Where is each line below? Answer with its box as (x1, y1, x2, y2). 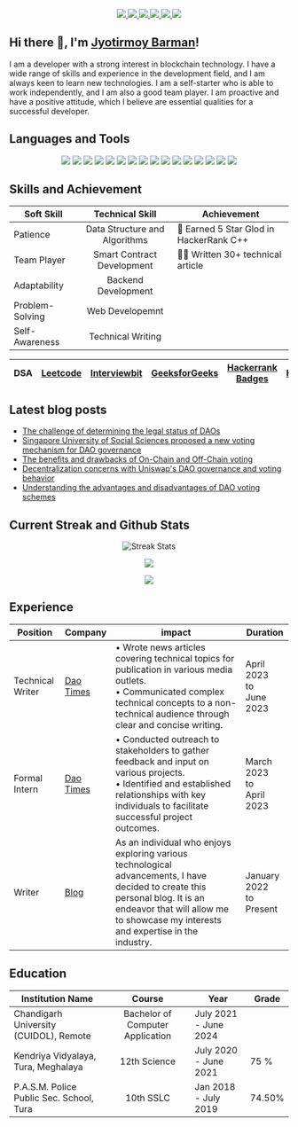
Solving (13, 310, 45, 323)
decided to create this (114, 880, 207, 893)
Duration (246, 626, 284, 638)
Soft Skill (24, 208, 63, 221)
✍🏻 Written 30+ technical (176, 248, 282, 261)
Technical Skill (93, 208, 157, 221)
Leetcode (41, 367, 82, 380)
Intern (13, 783, 38, 795)
